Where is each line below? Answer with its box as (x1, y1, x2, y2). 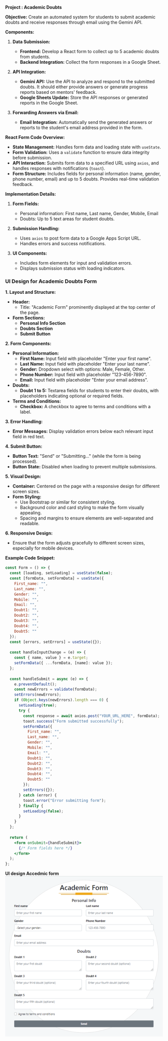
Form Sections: (12, 315, 45, 321)
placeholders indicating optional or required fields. (19, 393, 124, 399)
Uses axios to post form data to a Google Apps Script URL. (19, 235, 141, 241)
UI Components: (12, 250, 47, 256)
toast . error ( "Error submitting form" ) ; (23, 798, 106, 803)
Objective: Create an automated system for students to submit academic (5, 14, 156, 20)
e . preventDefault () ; (14, 681, 57, 686)
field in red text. (12, 434, 45, 440)
